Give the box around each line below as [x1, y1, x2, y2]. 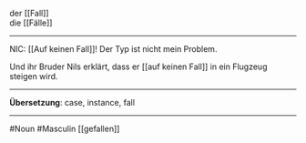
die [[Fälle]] [9, 17, 53, 28]
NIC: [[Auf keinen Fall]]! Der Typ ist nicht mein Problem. [9, 44, 218, 54]
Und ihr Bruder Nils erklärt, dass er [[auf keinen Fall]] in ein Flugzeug [9, 61, 268, 72]
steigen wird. [9, 71, 58, 81]
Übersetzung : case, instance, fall [9, 97, 135, 107]
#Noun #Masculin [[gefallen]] [9, 123, 120, 134]
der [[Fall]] [9, 8, 49, 18]
